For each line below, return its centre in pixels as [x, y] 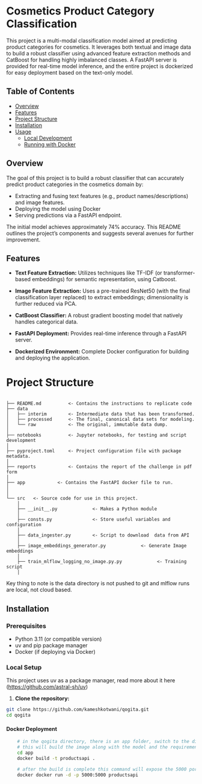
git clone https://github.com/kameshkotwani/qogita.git [78, 710]
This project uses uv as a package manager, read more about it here [91, 680]
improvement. [23, 240]
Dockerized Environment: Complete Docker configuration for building [102, 352]
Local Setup [24, 667]
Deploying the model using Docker [58, 208]
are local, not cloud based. [39, 590]
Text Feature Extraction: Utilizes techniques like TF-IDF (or [88, 273]
